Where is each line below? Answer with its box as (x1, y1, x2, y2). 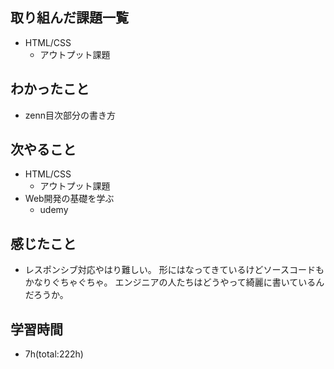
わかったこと (10, 81, 90, 98)
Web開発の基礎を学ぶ (24, 193, 115, 205)
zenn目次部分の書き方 (24, 109, 117, 121)
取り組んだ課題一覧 (10, 9, 129, 27)
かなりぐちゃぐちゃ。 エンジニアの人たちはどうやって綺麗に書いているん (24, 276, 325, 288)
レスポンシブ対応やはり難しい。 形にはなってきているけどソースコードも (24, 264, 325, 276)
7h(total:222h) (24, 348, 84, 360)
